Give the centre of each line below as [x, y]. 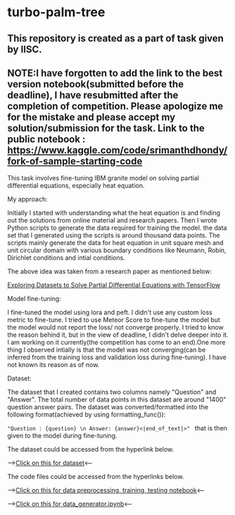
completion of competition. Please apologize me [115, 106]
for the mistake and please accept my [91, 117]
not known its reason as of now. [53, 365]
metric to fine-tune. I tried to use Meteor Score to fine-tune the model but [114, 320]
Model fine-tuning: [34, 299]
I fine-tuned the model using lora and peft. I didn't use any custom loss [110, 312]
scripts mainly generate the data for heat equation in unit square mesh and [115, 243]
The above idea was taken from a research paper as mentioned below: [110, 271]
